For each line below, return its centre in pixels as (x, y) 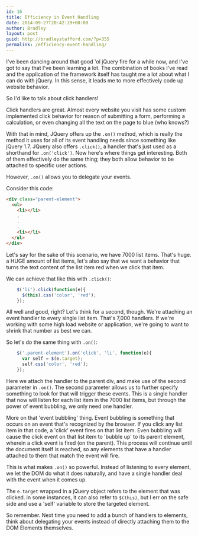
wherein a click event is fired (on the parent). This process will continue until (99, 443)
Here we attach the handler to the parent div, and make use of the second (96, 381)
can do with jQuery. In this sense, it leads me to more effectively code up (95, 80)
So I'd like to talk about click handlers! (52, 98)
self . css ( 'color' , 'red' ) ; (55, 364)
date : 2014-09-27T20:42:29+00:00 (47, 23)
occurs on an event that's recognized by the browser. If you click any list (95, 424)
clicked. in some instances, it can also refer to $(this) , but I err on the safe (97, 497)
